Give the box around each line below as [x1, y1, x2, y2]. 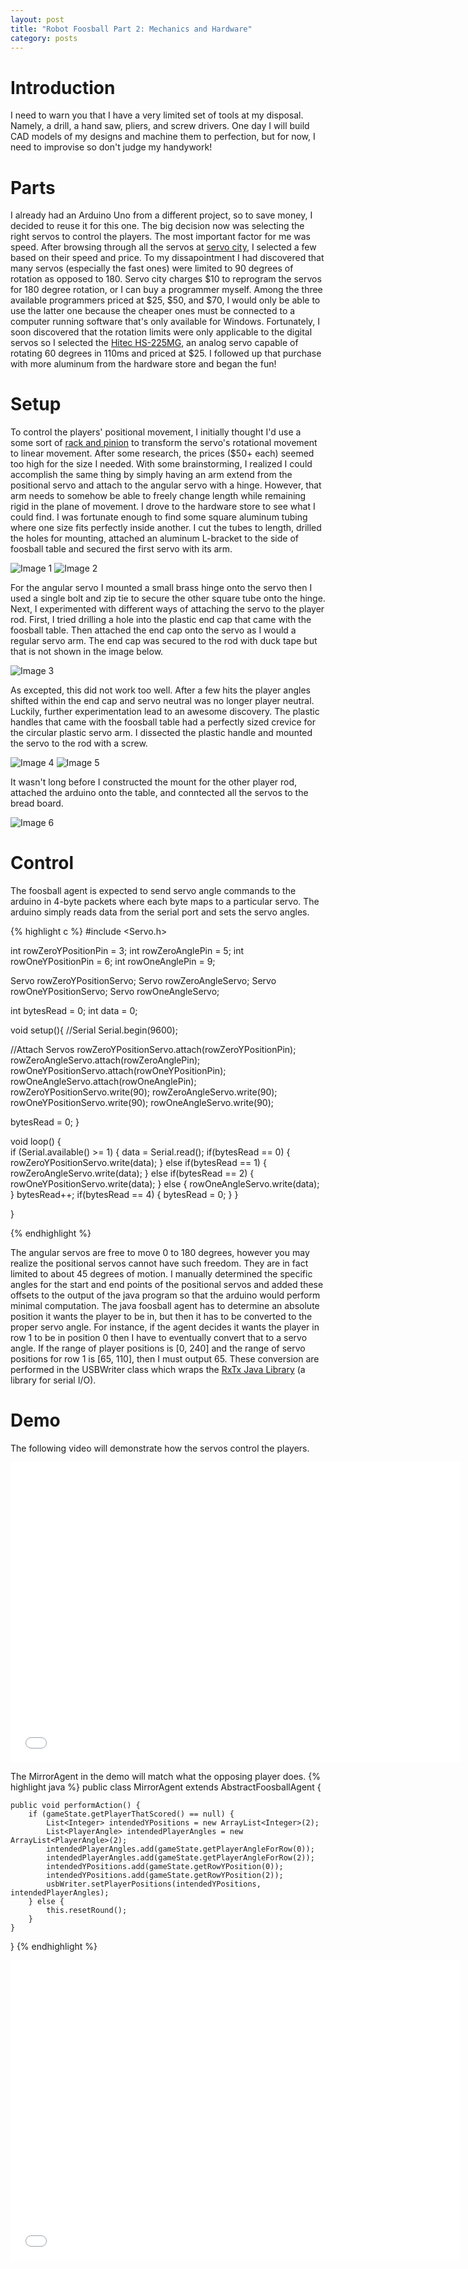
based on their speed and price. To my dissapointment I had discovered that [10, 252, 325, 264]
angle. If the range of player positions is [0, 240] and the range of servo [10, 1342, 306, 1355]
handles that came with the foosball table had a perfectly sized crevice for [10, 716, 317, 728]
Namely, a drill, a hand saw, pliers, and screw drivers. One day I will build [10, 120, 310, 132]
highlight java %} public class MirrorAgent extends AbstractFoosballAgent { [10, 1781, 322, 1793]
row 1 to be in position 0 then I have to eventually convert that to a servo [10, 1332, 308, 1344]
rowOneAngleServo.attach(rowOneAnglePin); [10, 1076, 197, 1088]
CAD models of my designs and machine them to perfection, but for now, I [10, 131, 316, 143]
